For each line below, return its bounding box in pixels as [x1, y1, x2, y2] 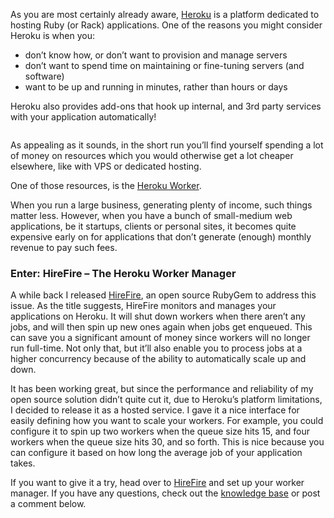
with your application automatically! [10, 111, 157, 123]
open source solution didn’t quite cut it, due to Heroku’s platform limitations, [10, 394, 323, 406]
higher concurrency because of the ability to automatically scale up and [10, 353, 307, 365]
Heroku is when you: [10, 30, 96, 41]
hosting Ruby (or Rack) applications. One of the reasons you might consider [10, 19, 323, 31]
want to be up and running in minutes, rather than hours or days [24, 81, 288, 93]
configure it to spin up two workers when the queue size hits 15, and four [10, 425, 311, 438]
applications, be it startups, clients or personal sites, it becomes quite [10, 220, 297, 232]
